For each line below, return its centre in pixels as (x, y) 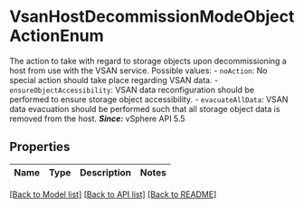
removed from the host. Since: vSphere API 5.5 (97, 118)
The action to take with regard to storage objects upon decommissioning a (148, 61)
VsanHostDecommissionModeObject (152, 17)
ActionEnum (57, 36)
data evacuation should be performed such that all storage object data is (145, 109)
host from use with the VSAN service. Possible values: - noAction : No (138, 71)
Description (105, 172)
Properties (40, 147)
